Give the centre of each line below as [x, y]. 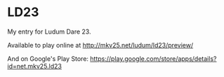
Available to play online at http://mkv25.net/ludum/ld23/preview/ [100, 45]
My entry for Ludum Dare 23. [49, 31]
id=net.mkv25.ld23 [34, 66]
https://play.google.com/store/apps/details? [153, 58]
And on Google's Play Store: [48, 58]
